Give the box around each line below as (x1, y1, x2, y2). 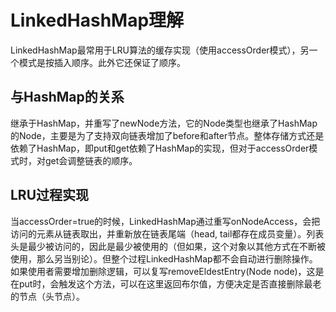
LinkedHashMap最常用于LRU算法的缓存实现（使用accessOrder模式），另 (10, 44, 310, 56)
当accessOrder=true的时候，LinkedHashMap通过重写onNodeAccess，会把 (10, 215, 321, 227)
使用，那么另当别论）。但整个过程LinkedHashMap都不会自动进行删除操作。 (10, 252, 318, 265)
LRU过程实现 (10, 187, 90, 204)
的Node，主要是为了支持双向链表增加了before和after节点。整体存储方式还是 (10, 129, 325, 141)
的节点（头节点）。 (10, 290, 85, 302)
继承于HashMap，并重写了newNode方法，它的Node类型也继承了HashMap (10, 117, 318, 129)
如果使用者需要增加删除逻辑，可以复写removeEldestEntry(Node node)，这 (10, 265, 316, 277)
